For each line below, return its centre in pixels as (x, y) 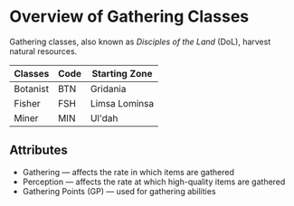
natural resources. (43, 51)
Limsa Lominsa (122, 103)
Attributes (38, 150)
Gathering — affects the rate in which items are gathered (128, 172)
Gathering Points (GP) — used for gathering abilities (119, 191)
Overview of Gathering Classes (129, 17)
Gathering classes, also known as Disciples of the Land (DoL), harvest (140, 42)
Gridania (108, 89)
